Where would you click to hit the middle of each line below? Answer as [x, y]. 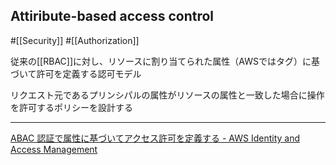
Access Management [54, 149]
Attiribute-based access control [112, 16]
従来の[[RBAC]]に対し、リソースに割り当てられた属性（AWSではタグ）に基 [165, 61]
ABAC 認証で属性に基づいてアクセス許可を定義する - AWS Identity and [155, 138]
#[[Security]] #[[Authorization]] [75, 40]
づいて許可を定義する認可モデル [76, 73]
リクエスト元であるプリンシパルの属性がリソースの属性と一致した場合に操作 [167, 95]
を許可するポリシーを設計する [71, 107]
